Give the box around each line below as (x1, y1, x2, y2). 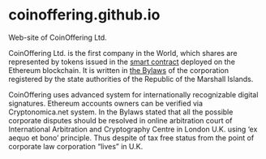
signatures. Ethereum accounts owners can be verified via (8, 98, 204, 108)
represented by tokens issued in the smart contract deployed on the (8, 57, 235, 67)
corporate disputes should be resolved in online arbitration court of (8, 115, 233, 125)
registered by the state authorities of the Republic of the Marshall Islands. (8, 74, 254, 84)
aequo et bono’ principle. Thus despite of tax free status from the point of (8, 132, 255, 143)
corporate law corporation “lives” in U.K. (8, 141, 144, 151)
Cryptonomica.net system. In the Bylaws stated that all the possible (8, 107, 234, 117)
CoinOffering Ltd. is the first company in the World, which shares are (8, 48, 238, 58)
